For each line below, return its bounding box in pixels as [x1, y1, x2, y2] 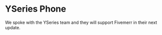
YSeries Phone [5, 3, 67, 15]
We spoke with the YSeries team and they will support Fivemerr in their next [5, 19, 157, 25]
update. [5, 24, 20, 30]
